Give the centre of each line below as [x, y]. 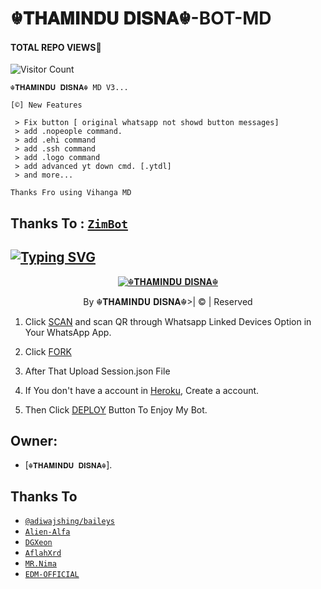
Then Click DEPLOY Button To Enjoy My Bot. [116, 409]
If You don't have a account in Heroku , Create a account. [142, 390]
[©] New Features [46, 105]
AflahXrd [43, 553]
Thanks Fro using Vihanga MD [71, 193]
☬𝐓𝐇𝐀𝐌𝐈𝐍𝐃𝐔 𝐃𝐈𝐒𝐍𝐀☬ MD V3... [69, 88]
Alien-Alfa [47, 532]
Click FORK [48, 351]
